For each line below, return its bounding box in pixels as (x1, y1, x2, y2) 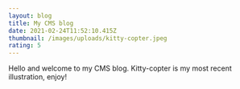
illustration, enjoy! (8, 72, 67, 82)
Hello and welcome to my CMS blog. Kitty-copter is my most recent (8, 63, 232, 73)
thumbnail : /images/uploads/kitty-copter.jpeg (8, 34, 168, 42)
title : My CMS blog (8, 19, 74, 27)
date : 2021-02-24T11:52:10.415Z (8, 26, 117, 34)
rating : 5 (8, 42, 42, 50)
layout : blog (8, 11, 52, 20)
